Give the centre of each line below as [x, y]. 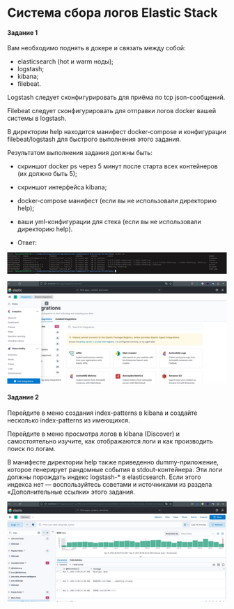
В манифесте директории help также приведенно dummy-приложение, [113, 462]
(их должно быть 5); [47, 174]
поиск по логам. [31, 449]
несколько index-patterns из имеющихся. [69, 420]
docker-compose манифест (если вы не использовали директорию [117, 201]
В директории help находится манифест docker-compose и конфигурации [117, 132]
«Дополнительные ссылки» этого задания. [71, 492]
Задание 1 [23, 32]
